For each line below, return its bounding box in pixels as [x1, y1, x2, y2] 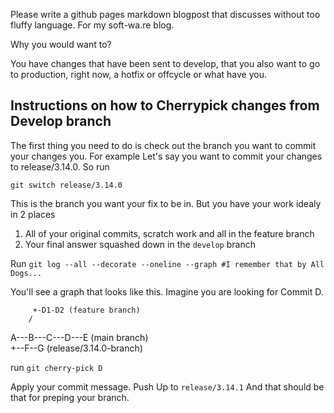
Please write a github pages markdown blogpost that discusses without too [10, 9, 321, 20]
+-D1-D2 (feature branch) [32, 305, 141, 315]
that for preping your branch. [10, 391, 130, 403]
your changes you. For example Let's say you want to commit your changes [10, 150, 323, 162]
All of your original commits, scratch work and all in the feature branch [24, 227, 315, 239]
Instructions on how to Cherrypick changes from [10, 97, 320, 114]
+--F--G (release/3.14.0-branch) [10, 342, 143, 354]
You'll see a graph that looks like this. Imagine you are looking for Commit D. [10, 285, 324, 298]
